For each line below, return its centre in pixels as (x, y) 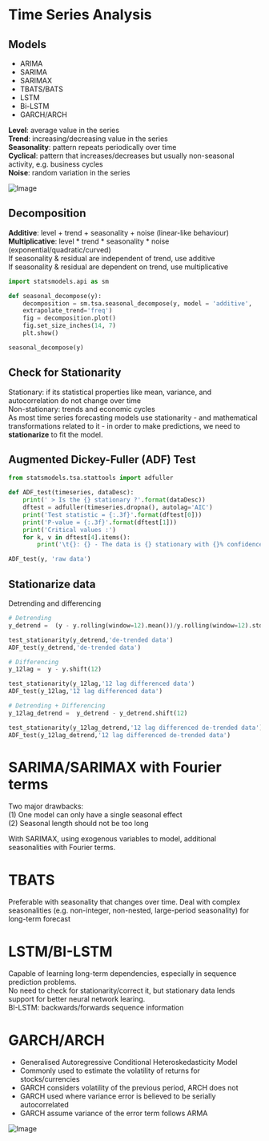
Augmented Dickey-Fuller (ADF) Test (102, 460)
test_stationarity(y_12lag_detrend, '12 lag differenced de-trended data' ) (136, 728)
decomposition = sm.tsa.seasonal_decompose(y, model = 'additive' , (137, 303)
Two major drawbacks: (46, 806)
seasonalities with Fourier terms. (62, 848)
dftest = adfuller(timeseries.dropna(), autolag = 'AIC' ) (118, 508)
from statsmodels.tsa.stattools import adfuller (91, 478)
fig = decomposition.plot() (69, 318)
